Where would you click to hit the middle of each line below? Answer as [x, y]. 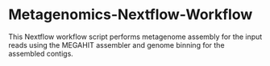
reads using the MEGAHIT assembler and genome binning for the [116, 45]
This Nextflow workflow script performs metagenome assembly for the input [135, 37]
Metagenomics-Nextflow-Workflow [131, 15]
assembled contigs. [41, 53]
